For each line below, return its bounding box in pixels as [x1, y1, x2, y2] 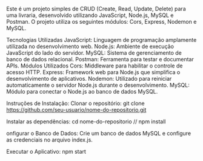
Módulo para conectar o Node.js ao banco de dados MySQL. [6, 88, 158, 95]
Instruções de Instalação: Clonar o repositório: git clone [6, 100, 145, 107]
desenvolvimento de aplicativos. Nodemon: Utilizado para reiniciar [6, 75, 172, 82]
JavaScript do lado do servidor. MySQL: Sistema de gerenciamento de [6, 49, 182, 57]
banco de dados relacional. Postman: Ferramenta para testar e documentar [6, 56, 194, 63]
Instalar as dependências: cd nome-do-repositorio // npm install [6, 118, 166, 125]
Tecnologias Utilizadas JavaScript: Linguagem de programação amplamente [6, 36, 197, 43]
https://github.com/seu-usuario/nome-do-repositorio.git [6, 106, 147, 113]
